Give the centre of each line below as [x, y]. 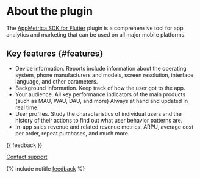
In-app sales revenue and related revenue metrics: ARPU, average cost [104, 127]
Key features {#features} [55, 54]
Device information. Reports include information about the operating [101, 68]
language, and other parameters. [56, 81]
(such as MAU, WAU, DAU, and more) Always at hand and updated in [101, 101]
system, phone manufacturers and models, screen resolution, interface [104, 75]
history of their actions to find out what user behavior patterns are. [99, 120]
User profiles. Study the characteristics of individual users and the [98, 113]
